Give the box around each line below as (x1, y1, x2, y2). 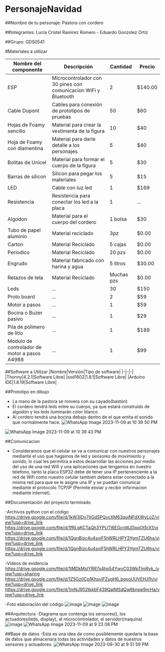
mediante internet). (12, 489, 51, 496)
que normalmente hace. (12, 419, 60, 425)
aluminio (7, 233, 27, 240)
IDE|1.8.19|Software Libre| (5, 379, 57, 385)
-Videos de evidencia (5, 560, 48, 566)
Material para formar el (52, 156, 105, 163)
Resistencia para (52, 192, 90, 199)
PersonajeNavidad (5, 3, 82, 15)
